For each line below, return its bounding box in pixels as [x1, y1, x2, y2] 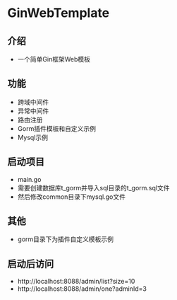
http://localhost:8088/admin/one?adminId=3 [17, 284, 147, 293]
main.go [17, 175, 42, 183]
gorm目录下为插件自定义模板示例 [17, 235, 114, 243]
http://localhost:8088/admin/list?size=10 [17, 277, 135, 286]
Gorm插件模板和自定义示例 [17, 124, 97, 132]
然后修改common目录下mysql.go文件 [17, 192, 126, 201]
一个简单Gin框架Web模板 [17, 55, 90, 63]
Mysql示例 [17, 133, 48, 142]
